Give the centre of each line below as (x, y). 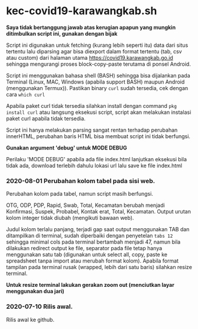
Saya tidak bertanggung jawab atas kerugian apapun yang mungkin (91, 27)
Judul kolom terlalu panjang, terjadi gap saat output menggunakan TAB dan (98, 229)
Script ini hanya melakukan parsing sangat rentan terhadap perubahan (92, 130)
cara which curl (26, 94)
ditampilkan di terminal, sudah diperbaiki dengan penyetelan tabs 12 (90, 236)
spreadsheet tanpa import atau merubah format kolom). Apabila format (92, 261)
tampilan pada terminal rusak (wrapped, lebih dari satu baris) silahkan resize (99, 267)
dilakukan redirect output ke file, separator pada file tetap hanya (84, 248)
